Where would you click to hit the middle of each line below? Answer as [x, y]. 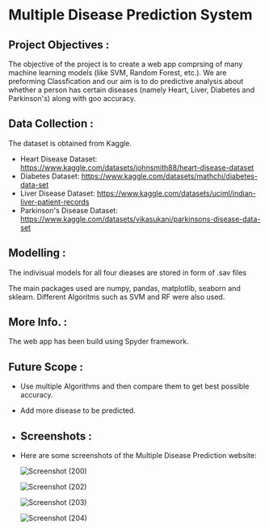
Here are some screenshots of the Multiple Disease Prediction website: [138, 456]
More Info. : [38, 322]
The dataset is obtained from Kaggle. [70, 143]
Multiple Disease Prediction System [130, 15]
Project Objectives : [59, 45]
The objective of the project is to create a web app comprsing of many [126, 64]
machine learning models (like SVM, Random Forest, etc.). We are [118, 73]
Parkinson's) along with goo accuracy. [72, 98]
